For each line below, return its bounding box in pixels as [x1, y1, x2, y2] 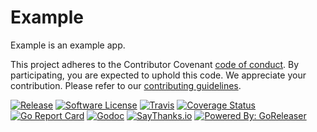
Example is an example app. [10, 39, 126, 51]
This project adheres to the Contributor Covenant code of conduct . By [10, 58, 300, 70]
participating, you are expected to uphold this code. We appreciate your [10, 69, 307, 81]
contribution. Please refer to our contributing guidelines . [10, 79, 242, 91]
